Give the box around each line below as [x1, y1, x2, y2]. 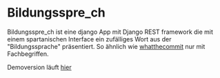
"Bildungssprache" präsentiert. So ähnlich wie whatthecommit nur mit [7, 42, 206, 50]
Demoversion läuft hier [7, 63, 72, 71]
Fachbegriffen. [7, 50, 50, 58]
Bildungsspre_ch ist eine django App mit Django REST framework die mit [7, 28, 214, 36]
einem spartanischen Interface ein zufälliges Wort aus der [7, 35, 172, 43]
